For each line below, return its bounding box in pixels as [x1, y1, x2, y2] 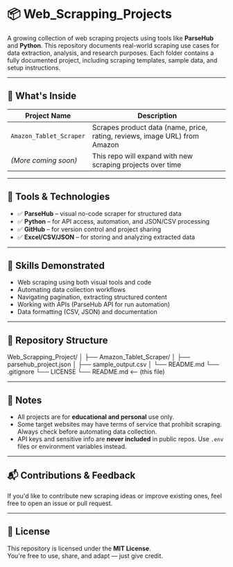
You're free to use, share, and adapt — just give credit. [7, 551, 164, 560]
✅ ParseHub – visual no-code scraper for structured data [17, 209, 182, 217]
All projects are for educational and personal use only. [17, 413, 175, 421]
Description [137, 110, 178, 120]
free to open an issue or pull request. [7, 499, 113, 507]
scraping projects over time [92, 160, 182, 170]
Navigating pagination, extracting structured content [17, 293, 168, 302]
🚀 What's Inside [7, 90, 77, 102]
